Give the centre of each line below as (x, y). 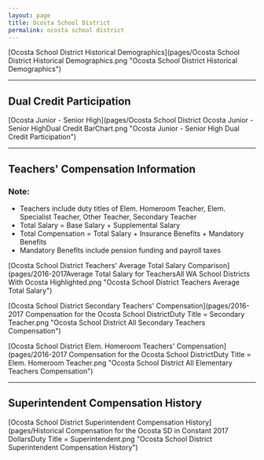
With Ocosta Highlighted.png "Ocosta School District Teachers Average (124, 282)
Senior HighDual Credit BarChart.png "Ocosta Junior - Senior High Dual (124, 129)
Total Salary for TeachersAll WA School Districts (172, 274)
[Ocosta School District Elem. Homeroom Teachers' (92, 346)
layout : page (29, 15)
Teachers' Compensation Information (102, 169)
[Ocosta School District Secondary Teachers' (81, 305)
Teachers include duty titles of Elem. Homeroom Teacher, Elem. (123, 208)
